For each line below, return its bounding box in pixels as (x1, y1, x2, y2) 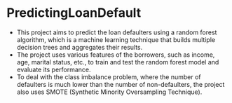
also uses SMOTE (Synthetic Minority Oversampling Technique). (16, 88, 203, 96)
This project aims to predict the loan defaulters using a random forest (16, 28, 217, 36)
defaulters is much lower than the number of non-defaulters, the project (16, 80, 225, 88)
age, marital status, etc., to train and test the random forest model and (16, 57, 219, 66)
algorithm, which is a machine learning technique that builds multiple (16, 35, 215, 43)
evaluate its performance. (16, 65, 92, 74)
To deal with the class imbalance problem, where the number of (16, 72, 201, 81)
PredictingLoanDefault (6, 5, 142, 21)
